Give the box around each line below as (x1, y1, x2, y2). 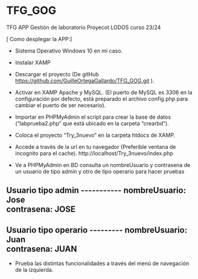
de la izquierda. (14, 266, 54, 274)
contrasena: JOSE (6, 204, 75, 215)
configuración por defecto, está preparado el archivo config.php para (14, 95, 188, 102)
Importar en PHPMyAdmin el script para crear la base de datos (14, 113, 171, 120)
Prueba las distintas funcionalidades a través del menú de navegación (14, 260, 190, 267)
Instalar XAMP (14, 59, 51, 66)
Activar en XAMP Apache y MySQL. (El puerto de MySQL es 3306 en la (14, 88, 193, 96)
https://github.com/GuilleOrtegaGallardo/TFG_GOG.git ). (14, 77, 155, 84)
